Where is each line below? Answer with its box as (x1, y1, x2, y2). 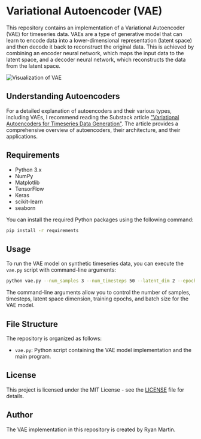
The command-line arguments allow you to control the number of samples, (6, 289, 191, 296)
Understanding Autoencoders (6, 91, 120, 101)
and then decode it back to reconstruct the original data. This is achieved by (6, 43, 194, 50)
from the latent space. (6, 62, 61, 70)
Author (6, 410, 33, 420)
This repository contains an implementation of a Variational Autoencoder (6, 24, 185, 31)
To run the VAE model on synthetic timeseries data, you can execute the (6, 260, 184, 267)
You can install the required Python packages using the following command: (6, 216, 194, 223)
